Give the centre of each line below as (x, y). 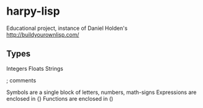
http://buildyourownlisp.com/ (43, 34)
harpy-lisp (33, 11)
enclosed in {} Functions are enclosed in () (60, 98)
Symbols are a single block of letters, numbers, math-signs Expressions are (102, 92)
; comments (21, 80)
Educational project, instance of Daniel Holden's (67, 28)
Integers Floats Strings (35, 68)
